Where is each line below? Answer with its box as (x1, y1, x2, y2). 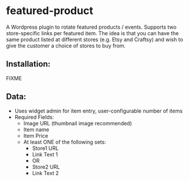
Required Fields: (14, 113, 54, 121)
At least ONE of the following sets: (23, 138, 107, 145)
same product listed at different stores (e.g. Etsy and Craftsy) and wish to (6, 36, 184, 43)
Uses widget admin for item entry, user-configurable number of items (14, 107, 183, 114)
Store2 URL (32, 163, 60, 170)
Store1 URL (32, 145, 59, 152)
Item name (23, 126, 49, 133)
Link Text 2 (32, 169, 59, 176)
